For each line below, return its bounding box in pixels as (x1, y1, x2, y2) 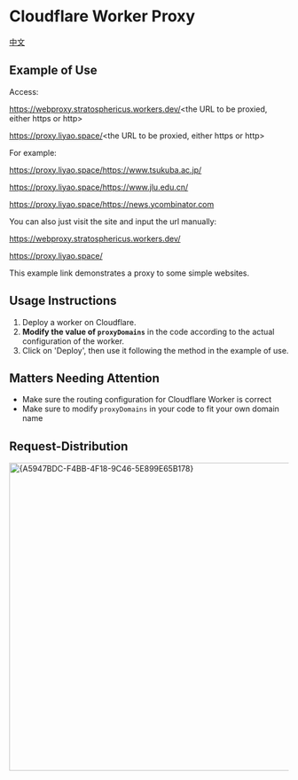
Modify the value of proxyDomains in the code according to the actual (21, 326, 275, 337)
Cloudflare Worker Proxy (9, 6, 196, 27)
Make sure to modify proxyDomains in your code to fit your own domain (21, 403, 279, 414)
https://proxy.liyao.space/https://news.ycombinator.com (9, 199, 215, 209)
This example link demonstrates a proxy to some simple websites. (9, 268, 250, 278)
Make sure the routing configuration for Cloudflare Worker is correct (21, 394, 272, 405)
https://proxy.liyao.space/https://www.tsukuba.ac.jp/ (9, 164, 202, 175)
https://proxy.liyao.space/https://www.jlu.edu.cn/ (9, 182, 189, 192)
